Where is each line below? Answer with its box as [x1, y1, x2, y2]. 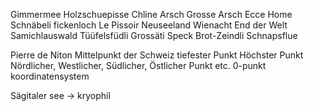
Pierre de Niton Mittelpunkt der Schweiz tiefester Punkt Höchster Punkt [10, 49, 304, 61]
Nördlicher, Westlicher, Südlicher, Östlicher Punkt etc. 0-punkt [10, 60, 267, 71]
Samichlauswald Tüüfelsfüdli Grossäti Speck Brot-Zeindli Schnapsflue [10, 30, 298, 41]
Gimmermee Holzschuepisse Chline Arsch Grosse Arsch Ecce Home [10, 9, 293, 20]
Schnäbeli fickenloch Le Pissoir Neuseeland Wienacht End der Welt [10, 19, 288, 31]
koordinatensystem [10, 70, 90, 82]
